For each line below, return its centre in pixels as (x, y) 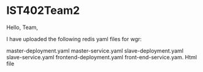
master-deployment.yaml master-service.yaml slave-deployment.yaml (95, 51)
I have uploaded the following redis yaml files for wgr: (74, 39)
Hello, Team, (22, 27)
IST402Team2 (43, 11)
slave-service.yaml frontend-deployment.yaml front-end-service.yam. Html (102, 57)
